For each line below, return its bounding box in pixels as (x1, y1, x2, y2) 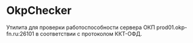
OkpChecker (6, 4, 72, 18)
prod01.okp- (156, 24, 188, 31)
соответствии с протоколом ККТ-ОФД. (40, 30, 142, 37)
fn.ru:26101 (6, 30, 35, 37)
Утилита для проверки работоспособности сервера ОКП (6, 24, 156, 31)
